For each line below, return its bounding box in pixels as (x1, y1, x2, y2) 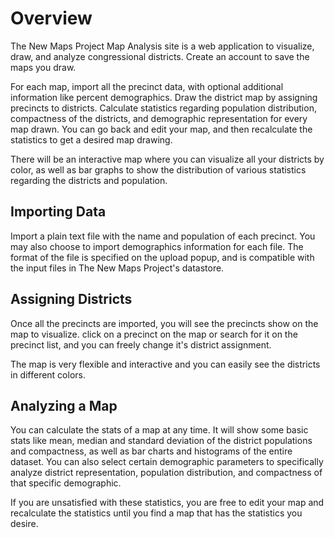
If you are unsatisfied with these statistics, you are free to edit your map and (10, 497, 325, 509)
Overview (10, 7, 93, 30)
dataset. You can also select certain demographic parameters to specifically (10, 456, 324, 468)
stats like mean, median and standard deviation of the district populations (10, 435, 313, 447)
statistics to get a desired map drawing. (10, 133, 173, 146)
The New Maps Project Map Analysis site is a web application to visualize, (10, 40, 315, 52)
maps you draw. (10, 61, 77, 73)
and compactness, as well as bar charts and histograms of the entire (10, 445, 293, 457)
